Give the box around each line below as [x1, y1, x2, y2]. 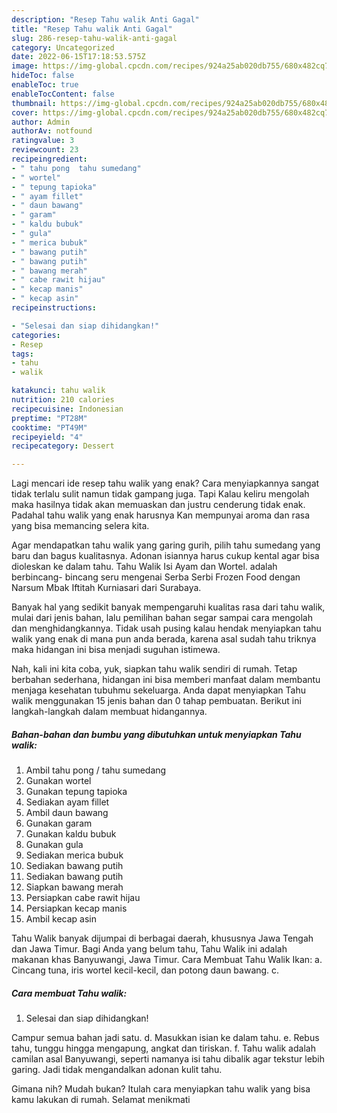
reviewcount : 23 [11, 145, 79, 155]
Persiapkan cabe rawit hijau [25, 892, 141, 904]
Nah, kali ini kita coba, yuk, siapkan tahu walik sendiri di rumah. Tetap [11, 663, 298, 675]
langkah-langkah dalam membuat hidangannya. [11, 706, 208, 718]
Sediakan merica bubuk [25, 849, 124, 861]
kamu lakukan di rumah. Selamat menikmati [11, 1094, 191, 1106]
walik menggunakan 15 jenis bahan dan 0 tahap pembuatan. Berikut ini [11, 695, 302, 707]
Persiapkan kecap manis [25, 902, 128, 915]
